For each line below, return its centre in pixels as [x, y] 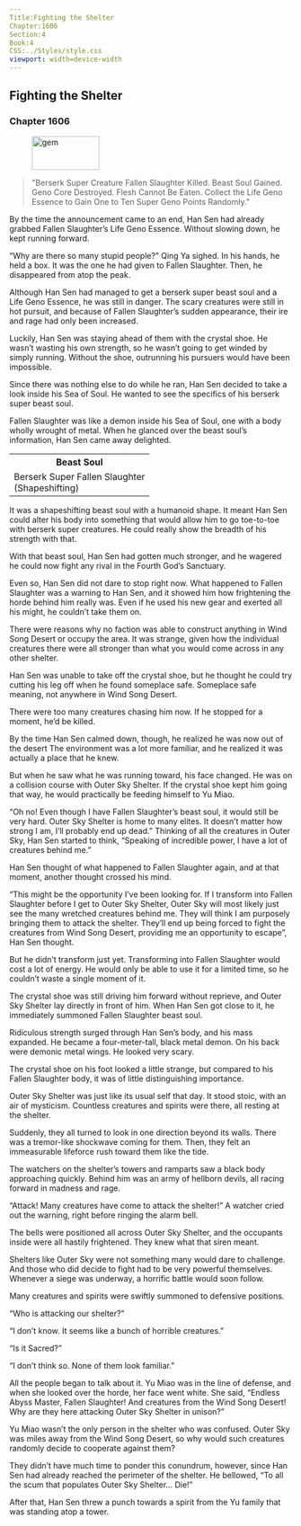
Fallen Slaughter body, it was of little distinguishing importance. [127, 1078]
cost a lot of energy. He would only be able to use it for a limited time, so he [149, 969]
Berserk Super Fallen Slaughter [80, 476]
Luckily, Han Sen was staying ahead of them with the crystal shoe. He [138, 338]
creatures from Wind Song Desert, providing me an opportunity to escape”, [148, 932]
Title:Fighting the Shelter [62, 18]
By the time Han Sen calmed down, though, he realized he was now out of [146, 739]
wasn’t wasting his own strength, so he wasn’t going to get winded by [138, 348]
